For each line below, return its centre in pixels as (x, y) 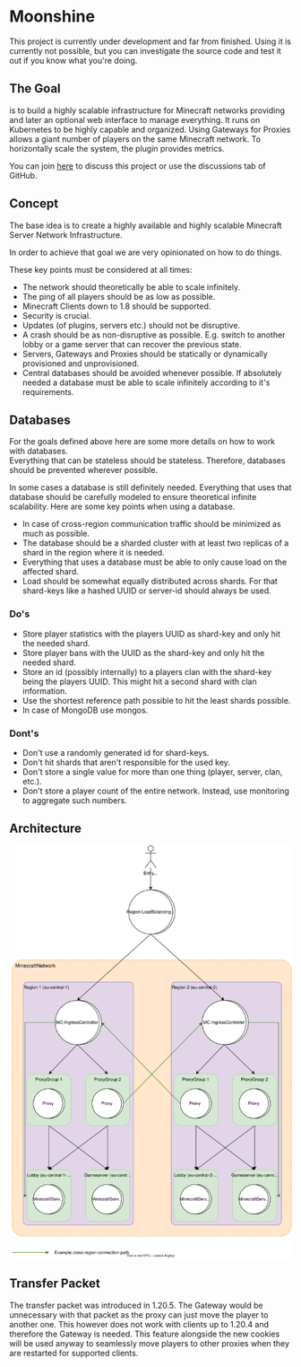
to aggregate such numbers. (74, 800)
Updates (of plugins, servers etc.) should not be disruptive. (131, 325)
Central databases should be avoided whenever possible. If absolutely (152, 372)
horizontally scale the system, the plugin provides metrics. (117, 148)
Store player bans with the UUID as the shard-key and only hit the (143, 653)
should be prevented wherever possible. (84, 470)
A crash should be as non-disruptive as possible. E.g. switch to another (154, 335)
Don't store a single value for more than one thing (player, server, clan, (152, 771)
